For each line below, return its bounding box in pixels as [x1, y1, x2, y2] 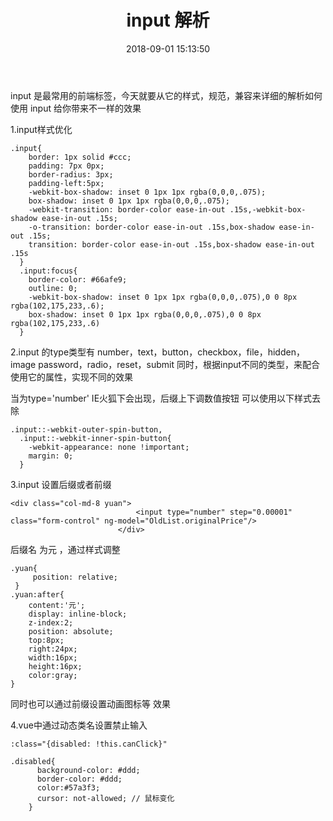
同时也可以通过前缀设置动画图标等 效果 [10, 697, 171, 710]
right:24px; [28, 644, 78, 654]
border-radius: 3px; [28, 169, 114, 180]
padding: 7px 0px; [28, 161, 105, 171]
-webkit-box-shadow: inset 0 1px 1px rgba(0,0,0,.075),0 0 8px [28, 292, 298, 302]
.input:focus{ [19, 266, 78, 276]
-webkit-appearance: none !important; [28, 442, 190, 452]
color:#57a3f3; [36, 782, 101, 793]
